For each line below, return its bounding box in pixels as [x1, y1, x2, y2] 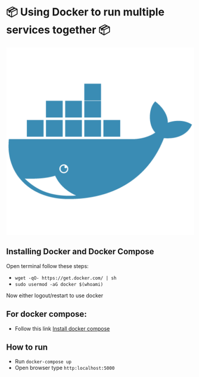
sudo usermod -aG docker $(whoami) [14, 281, 104, 287]
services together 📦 [6, 23, 110, 37]
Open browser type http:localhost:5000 [14, 364, 115, 372]
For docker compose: [6, 309, 88, 319]
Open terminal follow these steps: [6, 262, 89, 269]
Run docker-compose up [14, 358, 71, 365]
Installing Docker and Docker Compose [6, 247, 154, 257]
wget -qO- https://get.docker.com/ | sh [14, 275, 117, 281]
